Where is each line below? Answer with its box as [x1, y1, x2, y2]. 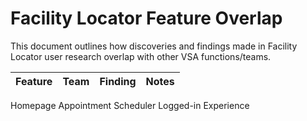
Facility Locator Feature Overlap [10, 7, 283, 30]
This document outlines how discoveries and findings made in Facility [10, 40, 298, 52]
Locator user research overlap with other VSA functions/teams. [10, 50, 272, 62]
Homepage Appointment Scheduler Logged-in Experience [10, 99, 250, 111]
